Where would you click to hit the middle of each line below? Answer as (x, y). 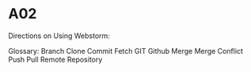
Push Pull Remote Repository (55, 59)
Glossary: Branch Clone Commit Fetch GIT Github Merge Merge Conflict (126, 51)
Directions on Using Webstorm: (59, 36)
